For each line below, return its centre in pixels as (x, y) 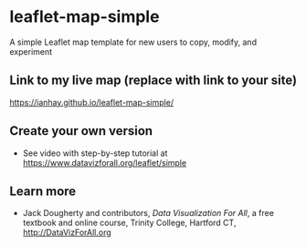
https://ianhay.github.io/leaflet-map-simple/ (92, 102)
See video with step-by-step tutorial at (95, 153)
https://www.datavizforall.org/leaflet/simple (105, 162)
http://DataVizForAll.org (67, 232)
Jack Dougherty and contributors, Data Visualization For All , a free (148, 213)
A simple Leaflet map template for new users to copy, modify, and (133, 42)
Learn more (43, 191)
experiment (31, 51)
